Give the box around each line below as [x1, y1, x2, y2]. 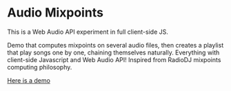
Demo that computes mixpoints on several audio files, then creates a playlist [7, 41, 224, 49]
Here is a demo [7, 76, 50, 84]
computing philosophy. [7, 63, 72, 71]
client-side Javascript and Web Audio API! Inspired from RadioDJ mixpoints [7, 55, 221, 63]
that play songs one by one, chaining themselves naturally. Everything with [7, 48, 220, 57]
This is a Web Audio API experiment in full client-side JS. [7, 28, 169, 36]
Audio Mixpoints [7, 5, 103, 21]
